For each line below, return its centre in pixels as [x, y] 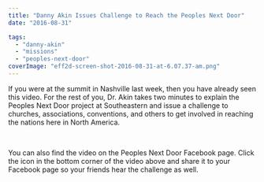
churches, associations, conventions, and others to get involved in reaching [131, 113]
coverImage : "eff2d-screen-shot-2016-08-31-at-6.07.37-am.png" [114, 67]
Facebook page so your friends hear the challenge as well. [103, 169]
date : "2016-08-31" [40, 23]
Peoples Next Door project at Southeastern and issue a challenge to [118, 105]
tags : [17, 37]
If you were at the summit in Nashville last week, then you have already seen [132, 88]
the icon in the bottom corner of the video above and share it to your [119, 161]
